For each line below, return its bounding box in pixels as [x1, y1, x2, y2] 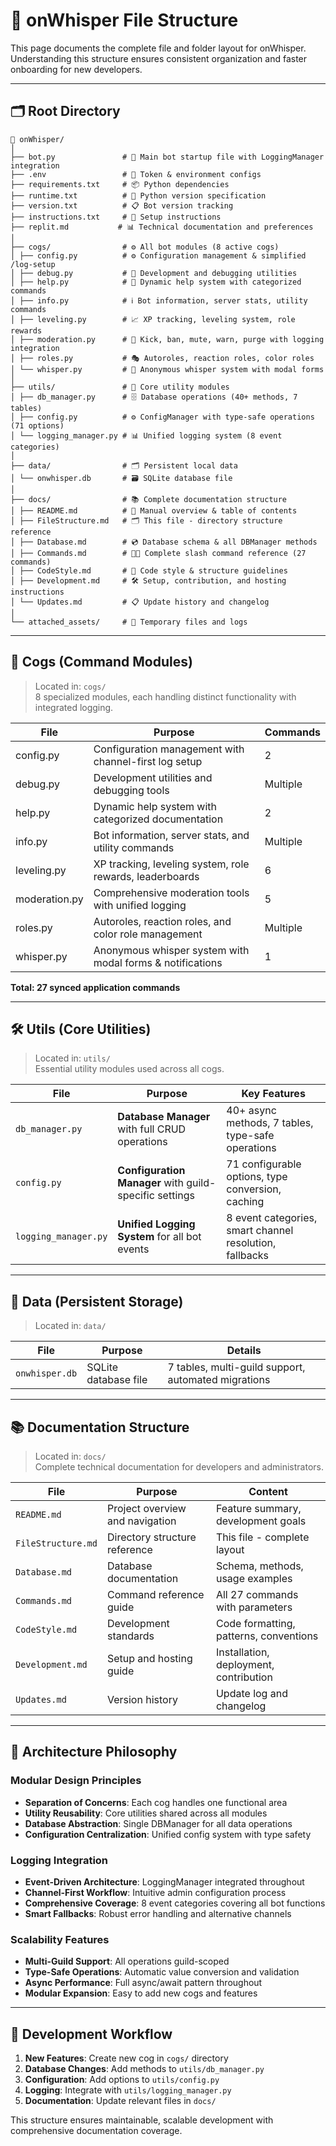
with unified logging [93, 898, 187, 912]
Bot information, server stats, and [93, 828, 250, 842]
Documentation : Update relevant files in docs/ [24, 2095, 217, 2107]
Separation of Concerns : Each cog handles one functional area [24, 1796, 288, 1808]
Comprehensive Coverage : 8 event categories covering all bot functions [24, 1897, 326, 1909]
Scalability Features [10, 1932, 110, 1946]
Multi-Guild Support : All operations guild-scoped [24, 1955, 230, 1968]
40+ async [226, 1104, 277, 1118]
